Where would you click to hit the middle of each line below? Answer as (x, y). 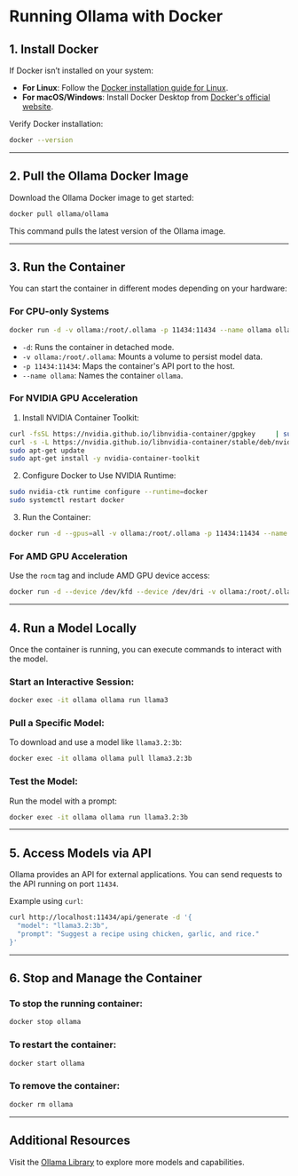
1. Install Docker (54, 49)
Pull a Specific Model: (57, 724)
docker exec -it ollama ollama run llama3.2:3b (99, 817)
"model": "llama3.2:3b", (63, 926)
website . (38, 107)
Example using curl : (46, 901)
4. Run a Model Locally (73, 628)
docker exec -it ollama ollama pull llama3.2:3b (101, 759)
